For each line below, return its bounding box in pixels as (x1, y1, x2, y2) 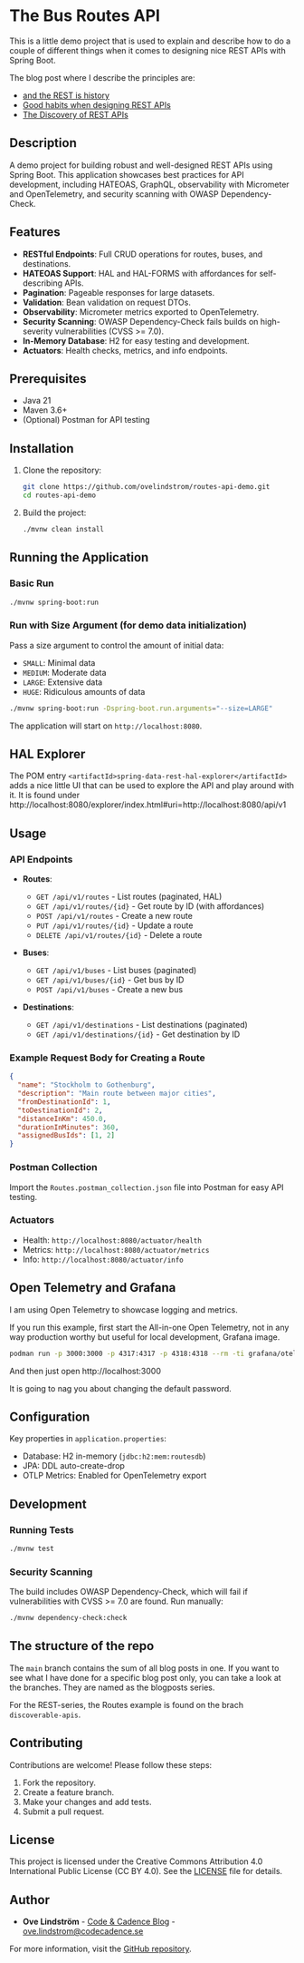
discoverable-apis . (9, 1709, 81, 1720)
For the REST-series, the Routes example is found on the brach (9, 1699, 244, 1710)
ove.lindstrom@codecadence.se (22, 1926, 144, 1937)
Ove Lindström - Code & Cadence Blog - (22, 1916, 176, 1928)
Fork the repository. (22, 1777, 97, 1788)
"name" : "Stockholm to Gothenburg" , (17, 1080, 156, 1089)
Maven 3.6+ (22, 405, 68, 415)
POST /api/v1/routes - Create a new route (35, 911, 193, 922)
